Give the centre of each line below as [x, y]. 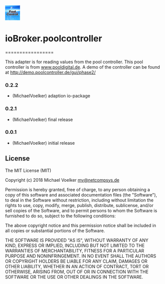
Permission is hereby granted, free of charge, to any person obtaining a [78, 189]
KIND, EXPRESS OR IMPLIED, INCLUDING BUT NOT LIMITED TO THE [75, 245]
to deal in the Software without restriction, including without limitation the [79, 200]
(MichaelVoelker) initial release [43, 143]
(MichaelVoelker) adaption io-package [51, 96]
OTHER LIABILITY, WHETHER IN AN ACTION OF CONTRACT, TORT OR [77, 266]
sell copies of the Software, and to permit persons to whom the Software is [81, 210]
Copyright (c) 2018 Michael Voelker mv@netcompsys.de [62, 180]
